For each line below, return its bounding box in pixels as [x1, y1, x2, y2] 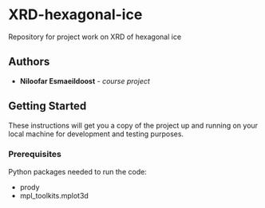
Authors [8, 55, 50, 69]
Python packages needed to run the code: [8, 167, 148, 176]
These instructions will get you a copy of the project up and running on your [8, 120, 258, 130]
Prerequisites [8, 149, 61, 160]
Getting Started [8, 100, 87, 113]
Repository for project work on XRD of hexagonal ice [8, 32, 182, 41]
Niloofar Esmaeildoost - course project [19, 76, 150, 85]
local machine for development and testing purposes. [8, 129, 184, 139]
